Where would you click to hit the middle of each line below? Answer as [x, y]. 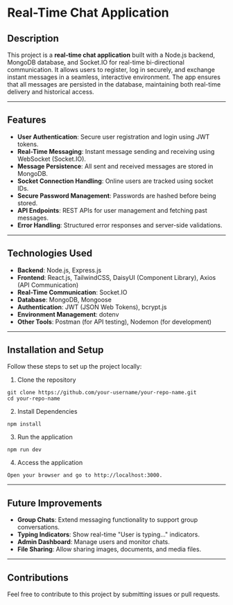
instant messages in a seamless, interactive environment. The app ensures [114, 77]
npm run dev [24, 450]
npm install [24, 424]
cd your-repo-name [34, 399]
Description [33, 38]
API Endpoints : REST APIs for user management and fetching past [112, 210]
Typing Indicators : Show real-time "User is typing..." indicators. [108, 534]
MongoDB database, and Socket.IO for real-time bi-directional [96, 62]
